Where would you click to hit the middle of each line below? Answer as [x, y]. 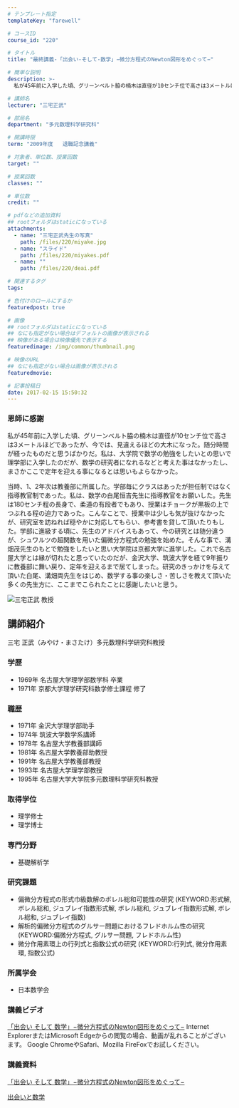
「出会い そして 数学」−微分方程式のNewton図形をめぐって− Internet [108, 1027]
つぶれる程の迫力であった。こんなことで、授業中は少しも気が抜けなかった [116, 513]
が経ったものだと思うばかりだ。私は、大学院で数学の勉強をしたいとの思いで [119, 453]
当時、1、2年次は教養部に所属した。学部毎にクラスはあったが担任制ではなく [119, 486]
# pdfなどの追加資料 [34, 216]
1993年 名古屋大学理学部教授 [60, 770]
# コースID [22, 33]
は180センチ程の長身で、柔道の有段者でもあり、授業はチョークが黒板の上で [118, 504]
